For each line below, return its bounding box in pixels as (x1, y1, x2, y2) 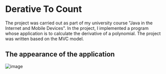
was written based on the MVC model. (5, 36, 84, 42)
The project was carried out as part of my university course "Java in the (5, 20, 153, 26)
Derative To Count (5, 3, 82, 15)
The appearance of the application (5, 50, 115, 59)
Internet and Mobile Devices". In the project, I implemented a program (5, 25, 149, 31)
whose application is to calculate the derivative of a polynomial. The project (5, 30, 161, 36)
